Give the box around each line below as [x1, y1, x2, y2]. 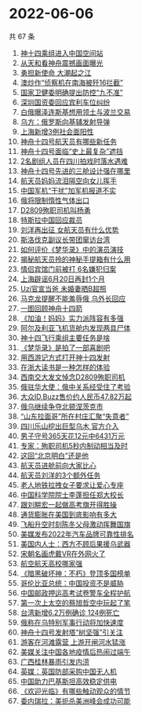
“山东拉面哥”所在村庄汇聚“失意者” [20, 411, 129, 421]
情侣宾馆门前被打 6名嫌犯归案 [20, 264, 117, 273]
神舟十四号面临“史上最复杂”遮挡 [20, 146, 124, 155]
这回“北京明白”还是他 [20, 451, 89, 460]
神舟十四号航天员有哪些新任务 [20, 137, 117, 146]
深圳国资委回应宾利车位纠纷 [20, 97, 111, 107]
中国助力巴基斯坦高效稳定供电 [20, 676, 117, 686]
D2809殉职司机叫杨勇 [20, 205, 91, 214]
